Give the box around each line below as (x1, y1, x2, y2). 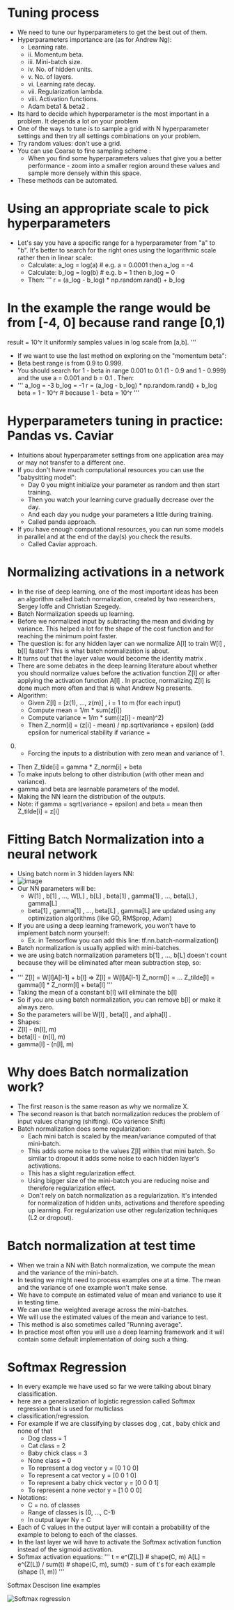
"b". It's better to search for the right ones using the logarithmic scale (17, 246, 217, 254)
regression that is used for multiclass (17, 1404, 124, 1413)
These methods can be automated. (17, 176, 118, 184)
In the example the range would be (7, 300, 211, 316)
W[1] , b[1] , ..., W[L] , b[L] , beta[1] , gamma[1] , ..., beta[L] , (27, 891, 198, 900)
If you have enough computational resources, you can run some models (17, 525, 224, 533)
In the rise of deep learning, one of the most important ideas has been (17, 587, 219, 596)
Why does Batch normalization (7, 1064, 189, 1080)
